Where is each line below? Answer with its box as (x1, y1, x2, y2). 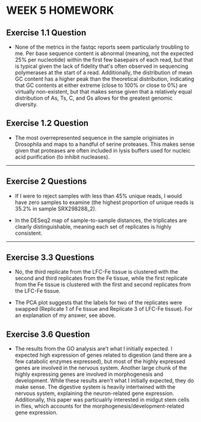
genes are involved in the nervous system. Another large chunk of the (14, 364, 187, 372)
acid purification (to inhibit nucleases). (14, 153, 110, 160)
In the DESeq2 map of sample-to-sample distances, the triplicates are (14, 217, 187, 224)
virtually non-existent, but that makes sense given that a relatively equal (14, 88, 193, 95)
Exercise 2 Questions (6, 176, 87, 187)
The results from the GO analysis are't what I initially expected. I (14, 345, 172, 352)
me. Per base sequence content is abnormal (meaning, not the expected (14, 50, 193, 57)
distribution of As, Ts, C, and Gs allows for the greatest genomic (14, 94, 173, 101)
